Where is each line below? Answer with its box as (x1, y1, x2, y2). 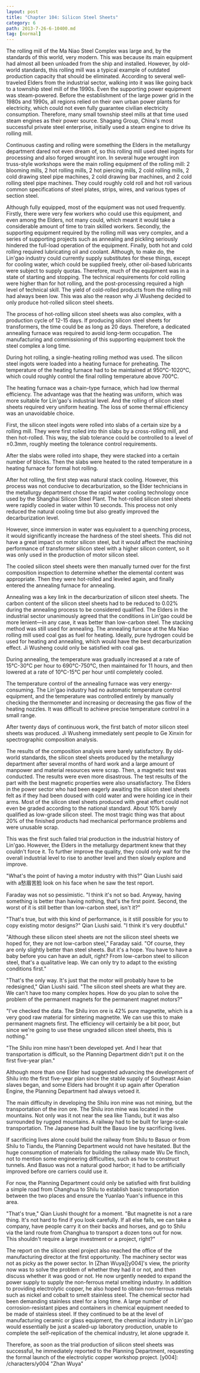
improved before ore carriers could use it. (6, 1168, 108, 1175)
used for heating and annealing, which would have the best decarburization (6, 638, 192, 645)
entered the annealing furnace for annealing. (6, 582, 116, 589)
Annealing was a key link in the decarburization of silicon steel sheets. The (6, 594, 189, 601)
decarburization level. (6, 514, 60, 521)
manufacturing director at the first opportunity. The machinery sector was (6, 1254, 187, 1261)
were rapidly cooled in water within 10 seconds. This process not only (6, 502, 177, 509)
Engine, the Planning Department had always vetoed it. (6, 1088, 141, 1095)
